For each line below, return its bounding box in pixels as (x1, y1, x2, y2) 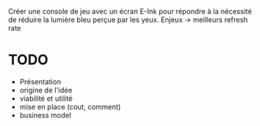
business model (19, 110, 72, 120)
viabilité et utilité (19, 94, 73, 103)
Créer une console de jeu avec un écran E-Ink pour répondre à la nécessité (8, 7, 252, 16)
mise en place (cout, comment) (19, 102, 121, 111)
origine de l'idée (19, 85, 72, 94)
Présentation (19, 76, 61, 86)
